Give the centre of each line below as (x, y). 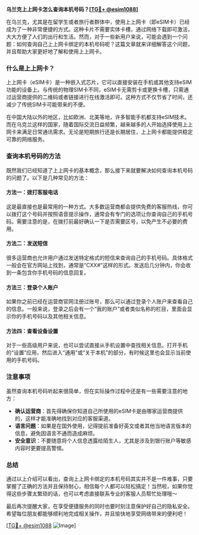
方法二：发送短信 (27, 244)
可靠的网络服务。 (27, 139)
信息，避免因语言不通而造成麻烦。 (56, 433)
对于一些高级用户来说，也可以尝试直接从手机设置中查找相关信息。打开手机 (97, 345)
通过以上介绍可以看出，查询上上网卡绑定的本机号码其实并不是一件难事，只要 (99, 479)
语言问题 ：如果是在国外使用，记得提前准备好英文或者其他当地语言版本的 (103, 425)
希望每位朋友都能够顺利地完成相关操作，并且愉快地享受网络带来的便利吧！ (97, 514)
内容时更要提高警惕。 (41, 448)
